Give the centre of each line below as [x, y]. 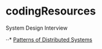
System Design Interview [37, 28]
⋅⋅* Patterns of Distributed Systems [49, 39]
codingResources [51, 11]
